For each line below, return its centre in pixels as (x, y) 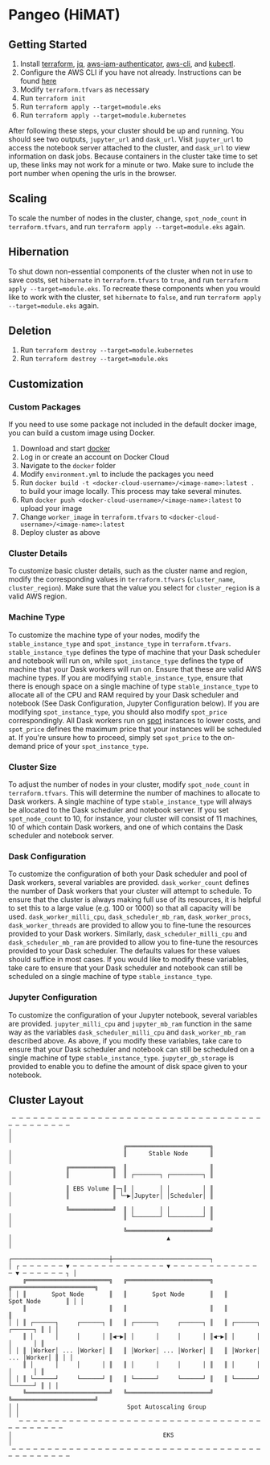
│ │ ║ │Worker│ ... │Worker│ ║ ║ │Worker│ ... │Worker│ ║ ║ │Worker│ (135, 1351)
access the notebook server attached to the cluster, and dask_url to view (129, 148)
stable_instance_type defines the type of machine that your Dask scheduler (135, 652)
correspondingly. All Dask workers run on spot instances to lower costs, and (135, 720)
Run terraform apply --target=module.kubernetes (103, 115)
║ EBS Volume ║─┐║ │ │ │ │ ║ (140, 1189)
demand (22, 746)
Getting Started (48, 45)
